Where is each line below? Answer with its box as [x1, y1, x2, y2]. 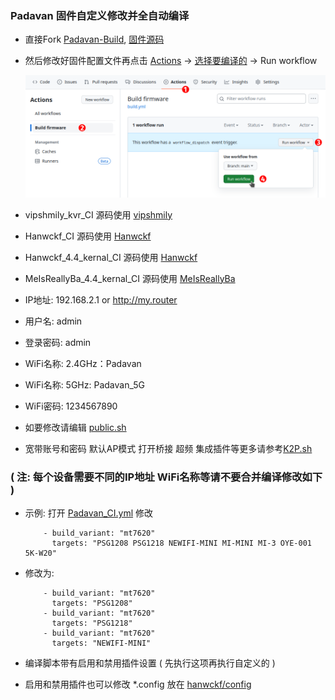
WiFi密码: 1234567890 [24, 400, 118, 412]
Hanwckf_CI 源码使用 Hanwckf [24, 230, 152, 242]
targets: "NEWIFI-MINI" [51, 638, 152, 649]
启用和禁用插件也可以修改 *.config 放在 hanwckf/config [24, 678, 252, 691]
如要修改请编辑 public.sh [24, 421, 127, 433]
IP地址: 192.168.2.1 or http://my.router [24, 293, 178, 306]
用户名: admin [24, 315, 83, 327]
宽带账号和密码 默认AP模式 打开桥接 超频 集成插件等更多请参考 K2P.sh [24, 442, 313, 454]
